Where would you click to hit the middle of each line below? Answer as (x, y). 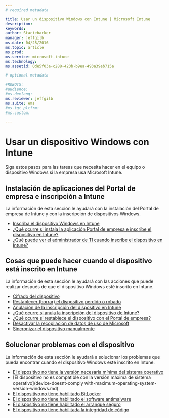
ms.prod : (14, 52)
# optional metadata (27, 75)
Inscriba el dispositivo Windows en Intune (56, 224)
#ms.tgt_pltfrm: (22, 108)
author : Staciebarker (28, 33)
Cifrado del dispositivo (36, 296)
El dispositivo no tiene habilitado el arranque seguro (67, 404)
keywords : (16, 28)
